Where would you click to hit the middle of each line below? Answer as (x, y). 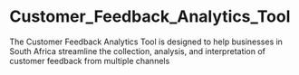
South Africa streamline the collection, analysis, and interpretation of (137, 51)
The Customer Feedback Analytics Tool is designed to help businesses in (146, 42)
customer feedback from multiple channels (90, 61)
